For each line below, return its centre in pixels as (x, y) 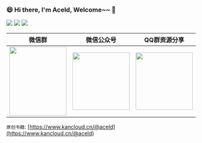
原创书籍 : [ (18, 127)
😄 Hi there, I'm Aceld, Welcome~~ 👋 (61, 10)
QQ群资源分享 (164, 40)
